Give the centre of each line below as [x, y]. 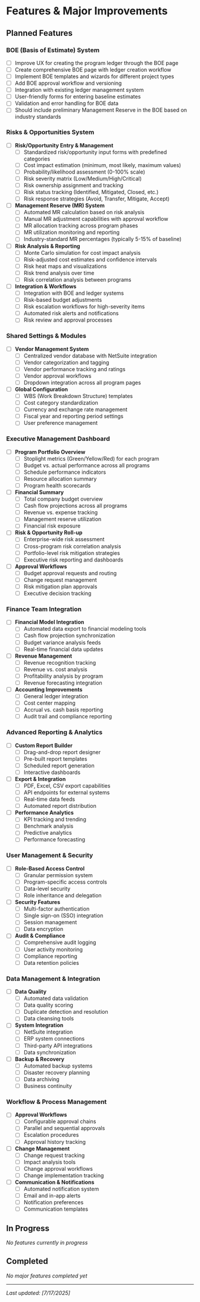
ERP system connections [54, 1039]
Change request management [60, 579]
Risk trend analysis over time [59, 273]
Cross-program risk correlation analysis [72, 546]
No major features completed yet [47, 1276]
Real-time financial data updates [63, 649]
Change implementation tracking [64, 1175]
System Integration [39, 1025]
